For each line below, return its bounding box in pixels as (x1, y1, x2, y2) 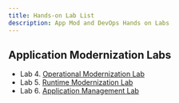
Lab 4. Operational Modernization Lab (19, 69, 145, 79)
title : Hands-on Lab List (8, 11, 94, 20)
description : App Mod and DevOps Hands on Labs (8, 19, 170, 27)
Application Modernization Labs (8, 48, 172, 62)
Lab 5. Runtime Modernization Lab (19, 78, 133, 87)
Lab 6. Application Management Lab (19, 86, 140, 96)
